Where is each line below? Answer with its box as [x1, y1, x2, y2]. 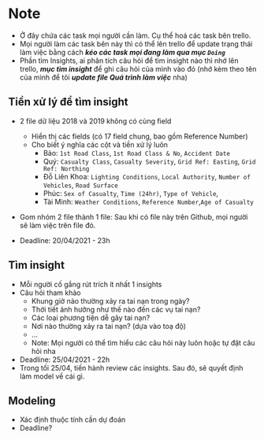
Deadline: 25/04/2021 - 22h [19, 355, 110, 364]
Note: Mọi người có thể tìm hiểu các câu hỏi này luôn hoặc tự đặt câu [31, 338, 255, 347]
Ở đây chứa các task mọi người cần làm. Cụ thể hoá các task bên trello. [19, 31, 251, 40]
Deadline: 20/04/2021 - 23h [19, 235, 110, 245]
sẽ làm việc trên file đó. [19, 220, 96, 230]
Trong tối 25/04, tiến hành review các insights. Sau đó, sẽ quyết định [19, 363, 244, 372]
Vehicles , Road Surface [43, 180, 118, 190]
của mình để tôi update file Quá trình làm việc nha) [19, 72, 188, 82]
